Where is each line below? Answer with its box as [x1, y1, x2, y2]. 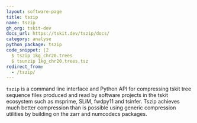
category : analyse [6, 36, 51, 42]
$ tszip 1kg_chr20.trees [11, 53, 73, 59]
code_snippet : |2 [6, 47, 49, 53]
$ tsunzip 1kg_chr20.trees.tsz [11, 58, 89, 64]
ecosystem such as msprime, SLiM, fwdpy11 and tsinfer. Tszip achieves [6, 98, 180, 105]
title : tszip [6, 14, 38, 20]
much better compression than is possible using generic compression [6, 104, 176, 111]
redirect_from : [6, 63, 44, 70]
